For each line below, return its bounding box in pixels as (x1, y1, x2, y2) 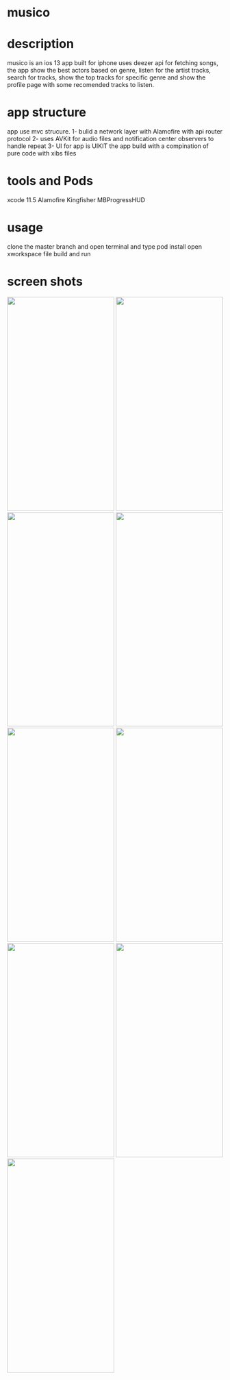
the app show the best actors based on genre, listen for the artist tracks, (7, 66, 211, 75)
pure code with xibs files (7, 149, 77, 158)
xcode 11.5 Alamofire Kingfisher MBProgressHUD (7, 196, 146, 204)
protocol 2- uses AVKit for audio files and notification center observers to (7, 135, 214, 143)
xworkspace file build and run (7, 249, 91, 258)
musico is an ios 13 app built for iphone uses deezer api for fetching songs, (7, 59, 219, 67)
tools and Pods (7, 173, 94, 189)
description (7, 36, 74, 52)
